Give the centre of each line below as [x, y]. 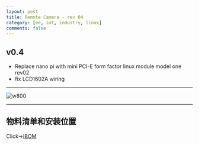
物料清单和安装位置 [41, 122]
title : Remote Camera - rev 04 [45, 17]
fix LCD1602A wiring [40, 79]
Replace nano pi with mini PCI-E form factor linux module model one [98, 66]
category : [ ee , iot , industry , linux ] [54, 22]
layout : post [22, 12]
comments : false [26, 28]
